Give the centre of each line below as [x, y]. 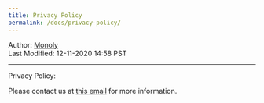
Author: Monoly [33, 44]
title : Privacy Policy [45, 15]
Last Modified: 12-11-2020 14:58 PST [68, 53]
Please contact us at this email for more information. [93, 91]
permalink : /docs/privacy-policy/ [65, 23]
